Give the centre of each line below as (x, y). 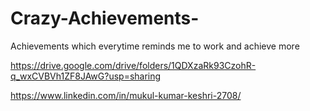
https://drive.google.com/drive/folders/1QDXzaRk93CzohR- (133, 65)
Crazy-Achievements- (105, 18)
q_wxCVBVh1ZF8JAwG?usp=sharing (86, 76)
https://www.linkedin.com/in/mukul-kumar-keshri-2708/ (126, 95)
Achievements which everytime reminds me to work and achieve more (155, 46)
